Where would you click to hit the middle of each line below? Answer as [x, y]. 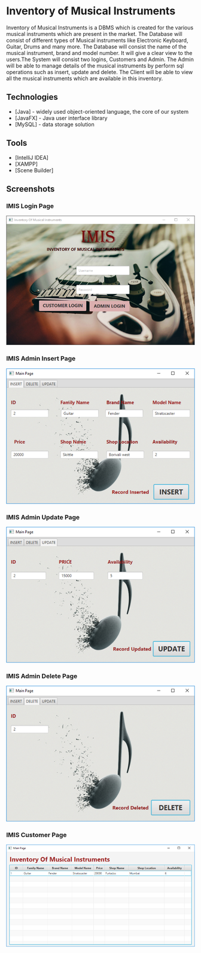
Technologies [32, 97]
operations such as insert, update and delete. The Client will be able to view [100, 72]
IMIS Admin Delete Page [42, 676]
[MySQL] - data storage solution [54, 124]
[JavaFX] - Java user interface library [61, 118]
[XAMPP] [26, 164]
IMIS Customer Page [36, 835]
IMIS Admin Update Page [43, 517]
